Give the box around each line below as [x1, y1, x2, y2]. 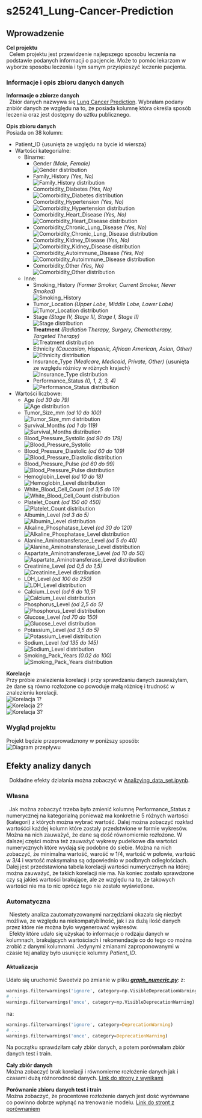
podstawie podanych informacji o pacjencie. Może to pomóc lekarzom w [6, 57, 186, 64]
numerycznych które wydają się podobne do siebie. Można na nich [6, 844, 173, 851]
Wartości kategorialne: [14, 147, 71, 155]
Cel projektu [6, 44, 38, 51]
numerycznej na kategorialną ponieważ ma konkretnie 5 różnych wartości [6, 812, 189, 819]
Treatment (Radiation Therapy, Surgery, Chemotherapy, [32, 326, 173, 333]
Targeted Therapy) [32, 333, 80, 340]
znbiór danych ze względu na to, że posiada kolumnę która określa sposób [6, 105, 192, 112]
